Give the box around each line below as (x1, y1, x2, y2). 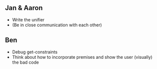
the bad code (12, 59, 39, 65)
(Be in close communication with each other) (12, 22, 102, 28)
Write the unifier (12, 17, 45, 22)
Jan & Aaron (5, 4, 43, 12)
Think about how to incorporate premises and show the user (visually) (12, 54, 153, 60)
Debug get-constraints (12, 49, 58, 55)
